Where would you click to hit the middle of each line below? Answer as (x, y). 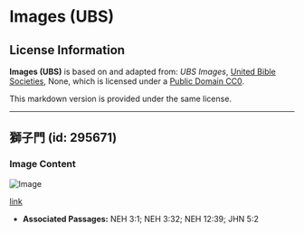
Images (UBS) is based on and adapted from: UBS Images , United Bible (142, 71)
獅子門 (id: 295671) (63, 138)
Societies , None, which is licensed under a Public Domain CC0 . (127, 81)
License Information (67, 50)
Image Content (43, 164)
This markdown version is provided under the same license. (121, 98)
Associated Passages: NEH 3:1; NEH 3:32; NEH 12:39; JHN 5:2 (141, 219)
